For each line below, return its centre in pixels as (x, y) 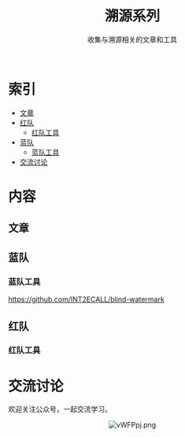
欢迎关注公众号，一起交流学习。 (60, 409)
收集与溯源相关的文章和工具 (132, 39)
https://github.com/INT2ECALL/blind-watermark (87, 299)
